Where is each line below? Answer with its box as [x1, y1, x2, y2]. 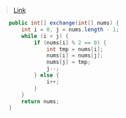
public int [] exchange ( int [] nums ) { [8, 20, 120, 27]
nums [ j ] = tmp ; [46, 59, 91, 66]
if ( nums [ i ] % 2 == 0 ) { [33, 39, 107, 46]
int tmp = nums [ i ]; [46, 46, 103, 53]
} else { [33, 72, 60, 79]
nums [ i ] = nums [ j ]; [46, 52, 103, 59]
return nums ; [21, 98, 60, 105]
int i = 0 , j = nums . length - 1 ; [21, 26, 120, 33]
